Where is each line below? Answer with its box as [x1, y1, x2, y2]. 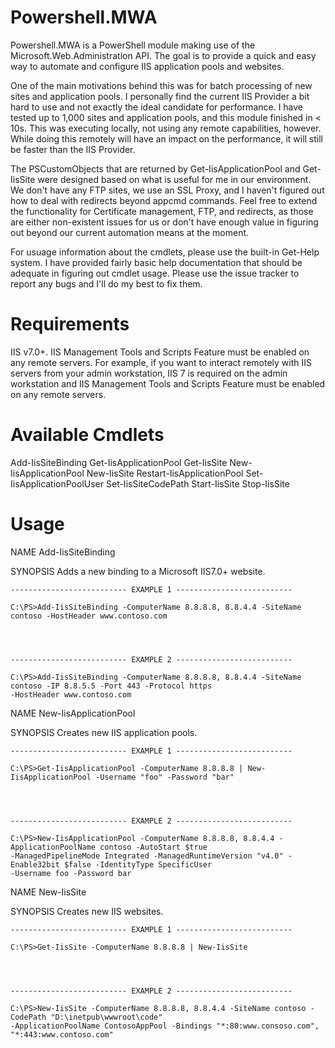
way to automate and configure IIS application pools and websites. [10, 60, 285, 72]
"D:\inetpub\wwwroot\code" [50, 1012, 163, 1022]
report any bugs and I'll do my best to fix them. [10, 277, 203, 290]
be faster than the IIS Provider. [10, 143, 136, 155]
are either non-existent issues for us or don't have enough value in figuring [10, 216, 319, 228]
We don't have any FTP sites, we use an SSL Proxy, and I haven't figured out [10, 184, 325, 196]
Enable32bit [10, 859, 60, 870]
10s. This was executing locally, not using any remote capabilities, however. [10, 122, 322, 134]
